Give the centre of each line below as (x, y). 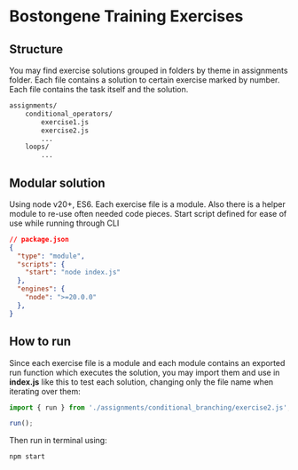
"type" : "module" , (51, 256)
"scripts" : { (41, 264)
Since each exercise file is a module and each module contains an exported (147, 362)
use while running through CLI (64, 223)
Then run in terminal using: (59, 441)
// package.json (39, 239)
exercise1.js (65, 122)
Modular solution (57, 183)
